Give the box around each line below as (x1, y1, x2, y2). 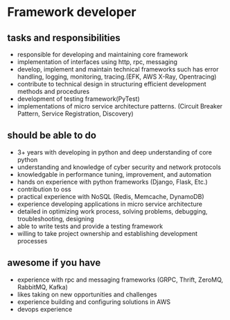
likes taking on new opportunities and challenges (17, 290, 157, 298)
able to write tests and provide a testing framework (17, 222, 163, 230)
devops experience (17, 305, 73, 313)
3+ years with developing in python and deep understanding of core (17, 147, 213, 157)
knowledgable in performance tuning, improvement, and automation (17, 170, 212, 178)
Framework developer (7, 4, 136, 20)
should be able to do (7, 129, 97, 141)
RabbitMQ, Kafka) (17, 282, 68, 291)
